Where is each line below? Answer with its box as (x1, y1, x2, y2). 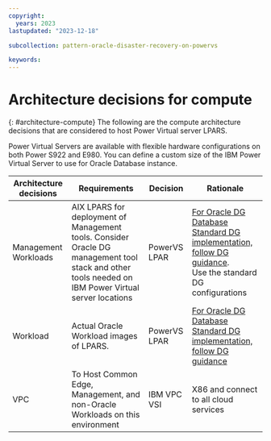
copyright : (8, 11, 45, 20)
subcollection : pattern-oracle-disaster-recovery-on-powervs (8, 41, 219, 49)
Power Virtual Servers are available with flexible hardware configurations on (8, 142, 261, 152)
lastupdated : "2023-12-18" (8, 27, 99, 35)
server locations (71, 292, 133, 303)
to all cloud (191, 394, 234, 406)
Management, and (71, 389, 141, 400)
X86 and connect (191, 384, 258, 395)
